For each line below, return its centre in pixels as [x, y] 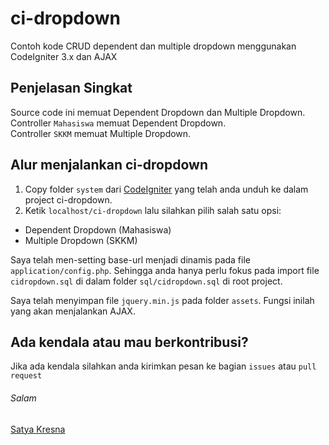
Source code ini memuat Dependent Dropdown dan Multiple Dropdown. [158, 112]
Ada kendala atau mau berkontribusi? [129, 342]
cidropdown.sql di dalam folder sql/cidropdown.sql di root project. [146, 281]
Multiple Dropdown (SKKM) [81, 240]
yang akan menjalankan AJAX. [73, 311]
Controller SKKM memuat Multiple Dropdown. [101, 133]
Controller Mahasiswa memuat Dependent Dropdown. [118, 123]
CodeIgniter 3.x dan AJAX [64, 56]
